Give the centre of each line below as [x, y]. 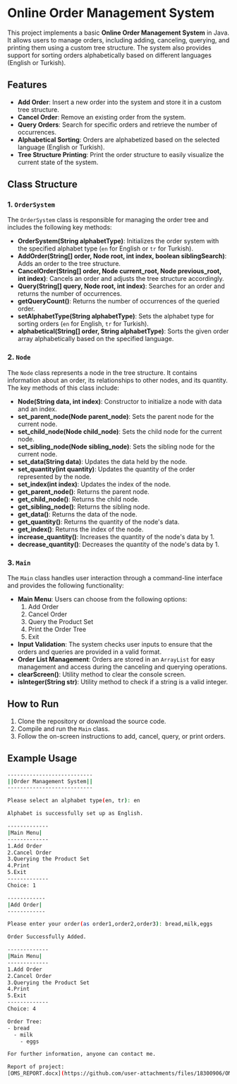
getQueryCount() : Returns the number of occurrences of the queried [119, 301]
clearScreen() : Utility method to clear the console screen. [102, 674]
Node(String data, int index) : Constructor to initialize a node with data [120, 401]
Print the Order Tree [57, 629]
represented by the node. [54, 476]
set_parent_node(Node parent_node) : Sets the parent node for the [116, 416]
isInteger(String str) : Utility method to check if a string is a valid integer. [122, 682]
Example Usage [42, 759]
